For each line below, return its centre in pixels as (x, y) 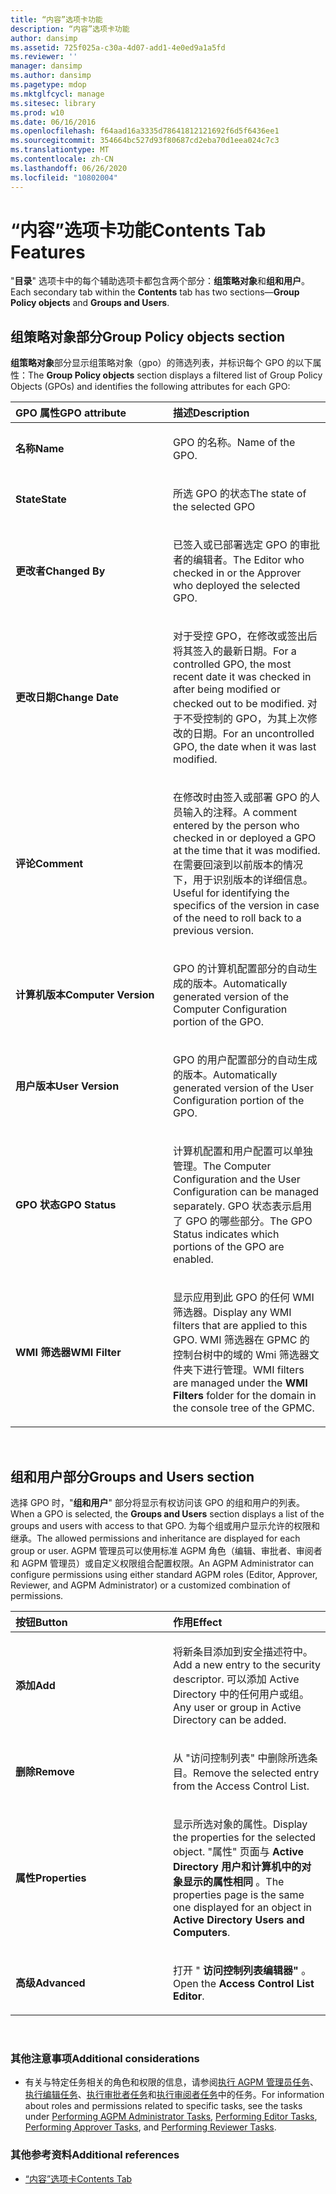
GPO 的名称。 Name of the (234, 443)
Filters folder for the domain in (245, 1396)
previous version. (213, 931)
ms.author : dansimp (51, 76)
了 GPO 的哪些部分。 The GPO (243, 1221)
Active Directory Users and (239, 1920)
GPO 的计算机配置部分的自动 (240, 969)
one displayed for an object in (243, 1908)
